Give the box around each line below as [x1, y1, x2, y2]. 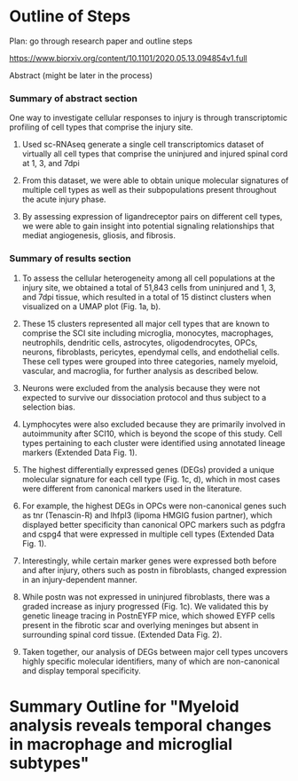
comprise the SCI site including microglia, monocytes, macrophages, [21, 327, 274, 339]
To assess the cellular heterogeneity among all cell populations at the [21, 273, 276, 283]
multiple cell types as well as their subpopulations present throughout [21, 185, 277, 195]
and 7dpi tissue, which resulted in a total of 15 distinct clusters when [21, 291, 272, 302]
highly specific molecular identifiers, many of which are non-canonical [21, 656, 280, 666]
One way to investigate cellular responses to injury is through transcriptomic [9, 113, 288, 124]
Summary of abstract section [9, 92, 137, 104]
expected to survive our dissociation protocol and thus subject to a [21, 392, 267, 402]
